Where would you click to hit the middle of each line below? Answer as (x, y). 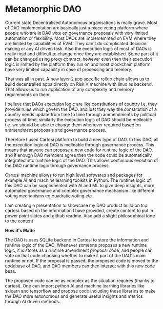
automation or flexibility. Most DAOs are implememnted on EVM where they (81, 38)
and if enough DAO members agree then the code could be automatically (79, 155)
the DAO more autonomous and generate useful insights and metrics (74, 296)
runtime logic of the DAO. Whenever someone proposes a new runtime (76, 245)
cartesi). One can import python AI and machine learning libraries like (75, 285)
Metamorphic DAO (43, 9)
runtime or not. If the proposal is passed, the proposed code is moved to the (82, 261)
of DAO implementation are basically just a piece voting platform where (76, 27)
